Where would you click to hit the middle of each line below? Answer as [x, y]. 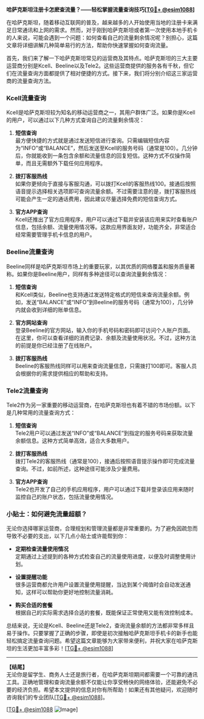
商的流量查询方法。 [30, 81]
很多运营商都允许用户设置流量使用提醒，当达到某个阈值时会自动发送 [100, 585]
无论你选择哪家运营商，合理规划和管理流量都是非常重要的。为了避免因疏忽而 [102, 528]
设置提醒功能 [31, 577]
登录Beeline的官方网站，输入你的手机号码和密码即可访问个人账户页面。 [104, 330]
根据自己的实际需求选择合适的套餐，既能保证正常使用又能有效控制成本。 [105, 613]
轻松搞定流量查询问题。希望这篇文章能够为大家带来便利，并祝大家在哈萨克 [99, 641]
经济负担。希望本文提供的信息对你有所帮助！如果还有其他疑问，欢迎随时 [107, 690]
